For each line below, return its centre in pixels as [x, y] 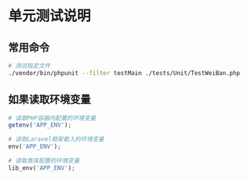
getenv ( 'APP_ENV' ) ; [40, 125]
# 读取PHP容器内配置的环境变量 [52, 118]
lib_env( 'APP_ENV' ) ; [42, 168]
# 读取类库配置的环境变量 [44, 161]
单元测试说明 [50, 16]
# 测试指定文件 [29, 66]
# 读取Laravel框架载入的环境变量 [56, 139]
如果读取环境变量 [49, 100]
